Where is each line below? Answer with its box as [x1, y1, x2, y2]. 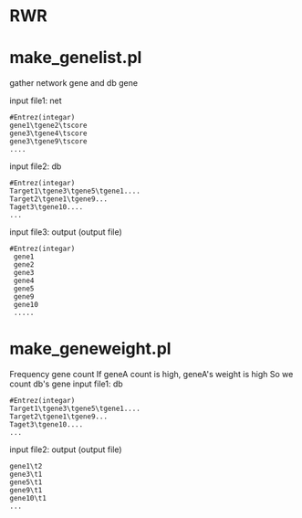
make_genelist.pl [9, 48, 142, 69]
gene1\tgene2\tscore [9, 121, 89, 131]
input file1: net [9, 95, 62, 106]
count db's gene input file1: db [9, 378, 123, 389]
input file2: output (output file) [9, 444, 122, 455]
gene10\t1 [9, 494, 47, 503]
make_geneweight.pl [9, 339, 172, 359]
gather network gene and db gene [9, 78, 139, 89]
